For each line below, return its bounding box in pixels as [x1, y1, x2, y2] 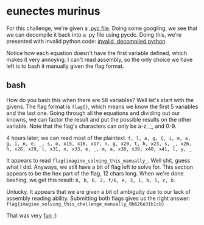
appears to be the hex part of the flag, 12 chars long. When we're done [6, 169, 184, 177]
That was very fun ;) [6, 212, 57, 219]
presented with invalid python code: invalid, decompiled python [6, 37, 166, 45]
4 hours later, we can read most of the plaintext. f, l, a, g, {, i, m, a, [6, 134, 191, 141]
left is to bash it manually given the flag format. [6, 62, 124, 70]
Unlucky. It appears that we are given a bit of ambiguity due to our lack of [6, 188, 191, 195]
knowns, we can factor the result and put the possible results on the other [6, 116, 192, 123]
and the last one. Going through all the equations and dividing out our [6, 109, 181, 117]
